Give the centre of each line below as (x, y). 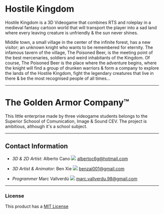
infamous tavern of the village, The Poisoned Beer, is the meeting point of (79, 53)
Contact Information (37, 146)
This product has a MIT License (37, 206)
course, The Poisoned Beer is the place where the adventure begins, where (81, 63)
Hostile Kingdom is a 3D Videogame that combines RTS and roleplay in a (78, 22)
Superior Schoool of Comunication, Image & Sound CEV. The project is (76, 121)
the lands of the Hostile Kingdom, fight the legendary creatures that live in (79, 73)
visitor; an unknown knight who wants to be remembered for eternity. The (79, 47)
